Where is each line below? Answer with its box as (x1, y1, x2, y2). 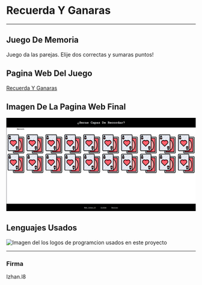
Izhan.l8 (6, 273, 26, 280)
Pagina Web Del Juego (6, 69, 93, 79)
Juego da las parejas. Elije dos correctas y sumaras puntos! (6, 51, 155, 58)
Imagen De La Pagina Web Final (6, 102, 126, 112)
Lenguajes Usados (6, 223, 78, 233)
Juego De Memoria (6, 35, 79, 45)
